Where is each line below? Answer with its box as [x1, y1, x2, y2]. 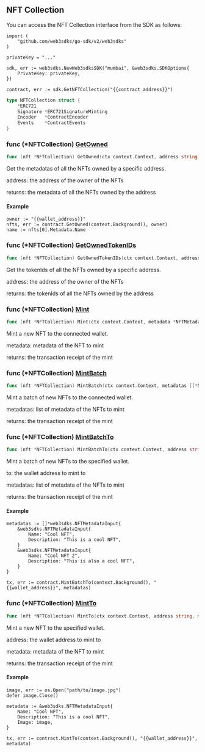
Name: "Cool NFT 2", [28, 553, 81, 559]
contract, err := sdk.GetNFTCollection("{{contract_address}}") [6, 86, 173, 92]
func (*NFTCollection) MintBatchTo [6, 432, 114, 441]
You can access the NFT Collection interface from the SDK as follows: [6, 21, 182, 28]
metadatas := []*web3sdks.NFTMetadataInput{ [6, 521, 121, 527]
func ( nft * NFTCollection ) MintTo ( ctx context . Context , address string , [6, 613, 195, 619]
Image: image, [17, 719, 53, 725]
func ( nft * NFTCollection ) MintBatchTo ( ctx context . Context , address [6, 446, 187, 453]
